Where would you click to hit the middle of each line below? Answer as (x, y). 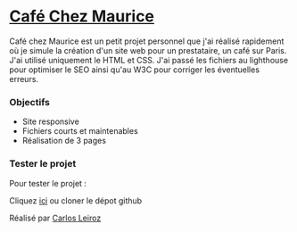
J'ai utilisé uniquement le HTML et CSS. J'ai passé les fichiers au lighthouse (148, 60)
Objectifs (30, 102)
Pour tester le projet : (48, 183)
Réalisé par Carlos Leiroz (55, 218)
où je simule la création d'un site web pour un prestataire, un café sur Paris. (148, 50)
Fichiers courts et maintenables (80, 131)
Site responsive (51, 121)
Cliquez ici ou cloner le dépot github (76, 200)
